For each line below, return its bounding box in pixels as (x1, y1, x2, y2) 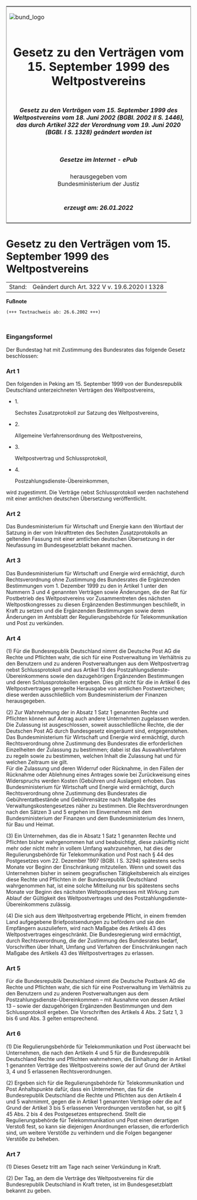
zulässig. (50, 900, 72, 908)
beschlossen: (6, 352, 39, 360)
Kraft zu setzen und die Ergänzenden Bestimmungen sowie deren (6, 607, 165, 614)
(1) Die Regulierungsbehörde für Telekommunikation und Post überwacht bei (6, 1043, 191, 1050)
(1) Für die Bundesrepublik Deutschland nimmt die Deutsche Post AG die (6, 648, 181, 655)
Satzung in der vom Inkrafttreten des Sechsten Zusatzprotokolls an (6, 529, 168, 536)
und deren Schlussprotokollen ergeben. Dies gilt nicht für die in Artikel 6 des (6, 679, 191, 686)
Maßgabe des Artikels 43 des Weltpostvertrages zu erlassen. (6, 950, 154, 957)
